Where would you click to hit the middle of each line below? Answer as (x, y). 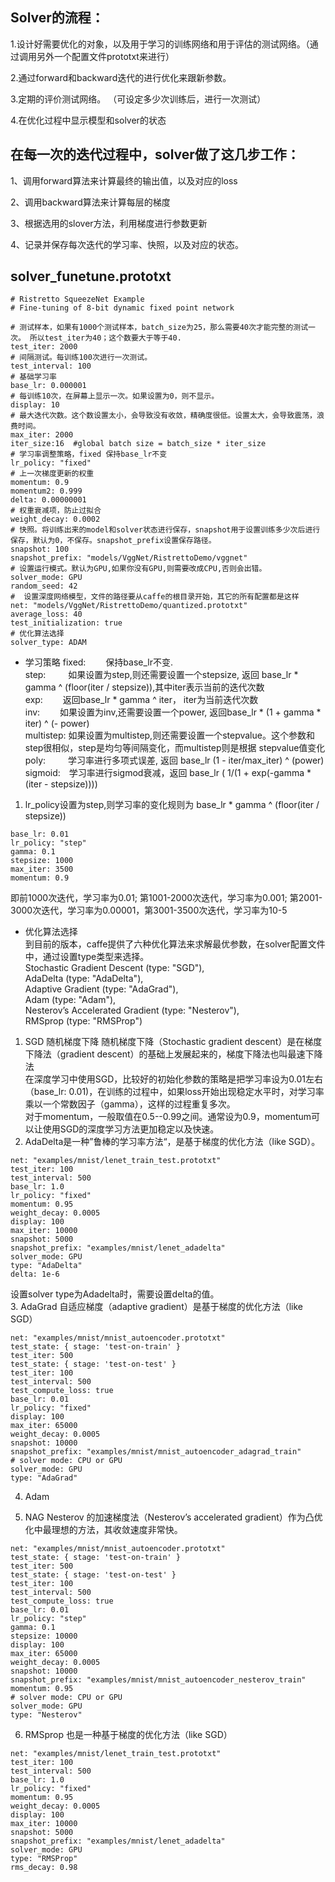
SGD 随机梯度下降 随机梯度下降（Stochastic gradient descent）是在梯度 (173, 1042)
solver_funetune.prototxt (91, 276)
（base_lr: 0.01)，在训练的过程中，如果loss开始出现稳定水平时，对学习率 (174, 1092)
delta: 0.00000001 (48, 500)
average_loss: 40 (46, 614)
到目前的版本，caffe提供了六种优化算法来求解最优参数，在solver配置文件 (175, 944)
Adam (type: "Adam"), (70, 1000)
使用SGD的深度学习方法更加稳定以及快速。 (131, 1129)
